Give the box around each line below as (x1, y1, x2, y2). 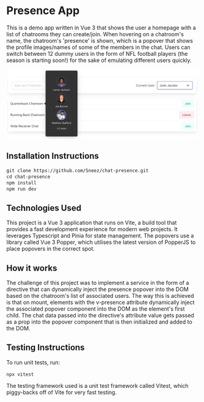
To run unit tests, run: (6, 358, 60, 366)
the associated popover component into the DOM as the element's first (6, 305, 185, 313)
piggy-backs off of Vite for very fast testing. (6, 389, 117, 396)
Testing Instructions (6, 343, 85, 353)
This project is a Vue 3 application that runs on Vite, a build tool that (6, 219, 177, 227)
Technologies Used (6, 203, 81, 213)
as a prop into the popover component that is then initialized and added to (6, 318, 192, 325)
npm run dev (6, 186, 37, 192)
